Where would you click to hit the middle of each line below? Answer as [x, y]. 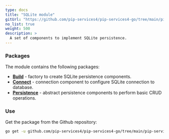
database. [23, 87]
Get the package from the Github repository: [51, 122]
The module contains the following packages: [52, 67]
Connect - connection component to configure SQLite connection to [83, 82]
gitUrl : [13, 19]
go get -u [16, 131]
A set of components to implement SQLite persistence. [68, 38]
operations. [24, 98]
